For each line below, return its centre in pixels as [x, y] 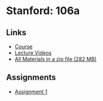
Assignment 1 [31, 92]
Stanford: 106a [43, 11]
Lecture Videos [33, 53]
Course [24, 46]
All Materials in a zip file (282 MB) [56, 59]
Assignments [31, 78]
